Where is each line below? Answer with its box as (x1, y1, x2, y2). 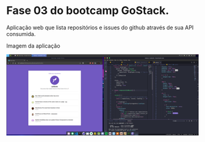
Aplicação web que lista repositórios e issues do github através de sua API (6, 24, 194, 31)
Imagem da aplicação (6, 42, 60, 49)
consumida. (6, 30, 36, 37)
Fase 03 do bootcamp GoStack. (6, 4, 170, 18)
